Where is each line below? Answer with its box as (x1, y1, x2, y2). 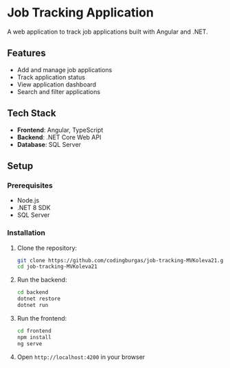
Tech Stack (7, 108, 56, 119)
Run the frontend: (16, 314, 67, 322)
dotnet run (16, 302, 49, 309)
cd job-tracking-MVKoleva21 (16, 263, 97, 271)
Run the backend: (16, 276, 67, 284)
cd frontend (16, 327, 51, 334)
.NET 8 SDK (16, 204, 51, 212)
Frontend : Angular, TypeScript (16, 126, 104, 134)
